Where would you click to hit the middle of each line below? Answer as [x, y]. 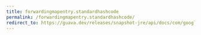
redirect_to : [22, 23]
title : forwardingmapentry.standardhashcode [63, 12]
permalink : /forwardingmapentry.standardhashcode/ [71, 17]
